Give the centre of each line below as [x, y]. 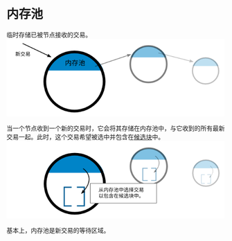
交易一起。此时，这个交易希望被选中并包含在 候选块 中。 [85, 137]
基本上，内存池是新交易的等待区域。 [58, 231]
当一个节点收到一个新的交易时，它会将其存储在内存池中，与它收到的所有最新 [116, 128]
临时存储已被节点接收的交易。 [49, 35]
